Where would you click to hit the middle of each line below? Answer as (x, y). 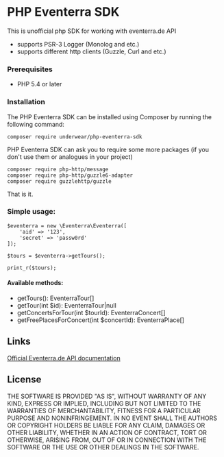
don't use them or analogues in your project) (70, 157)
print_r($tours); (32, 268)
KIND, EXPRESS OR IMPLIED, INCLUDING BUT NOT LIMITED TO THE (104, 403)
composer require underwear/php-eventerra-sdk (75, 137)
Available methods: (35, 283)
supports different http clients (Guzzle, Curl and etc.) (91, 51)
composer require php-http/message (58, 169)
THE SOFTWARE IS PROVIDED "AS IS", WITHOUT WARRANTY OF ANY (107, 396)
